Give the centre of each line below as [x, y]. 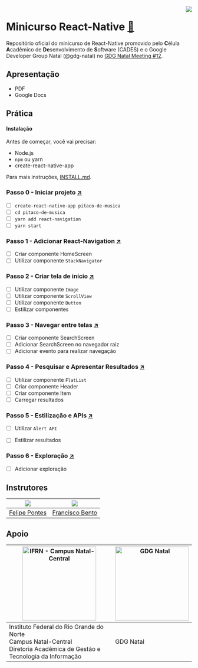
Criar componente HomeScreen [53, 254]
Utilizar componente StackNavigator [58, 261]
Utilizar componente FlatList [50, 380]
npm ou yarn [29, 160]
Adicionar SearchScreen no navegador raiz [67, 345]
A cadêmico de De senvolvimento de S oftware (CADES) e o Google [86, 49]
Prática [20, 114]
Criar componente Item [43, 393]
